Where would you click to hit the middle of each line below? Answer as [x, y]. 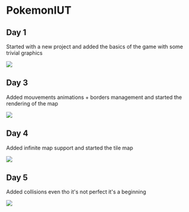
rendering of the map [32, 103]
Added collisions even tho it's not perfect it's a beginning [76, 192]
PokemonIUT [39, 10]
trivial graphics [24, 53]
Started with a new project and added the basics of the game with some [95, 46]
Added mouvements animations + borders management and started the [94, 97]
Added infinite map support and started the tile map [70, 148]
